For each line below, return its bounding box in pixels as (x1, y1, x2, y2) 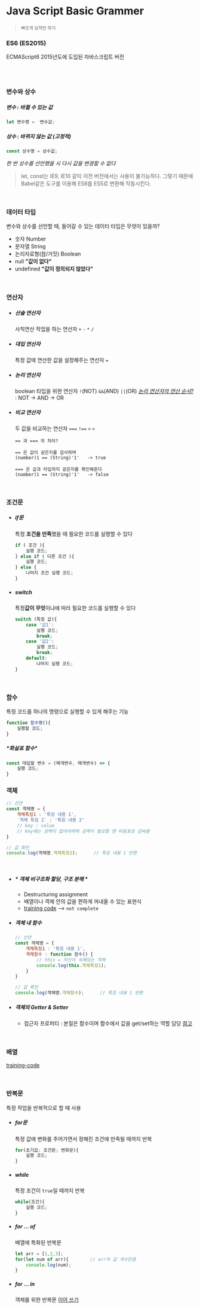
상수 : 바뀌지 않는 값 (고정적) (6, 133, 72, 140)
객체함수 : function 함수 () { (26, 951, 94, 957)
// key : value (17, 823, 55, 829)
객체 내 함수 (14, 919, 42, 926)
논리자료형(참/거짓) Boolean (14, 250, 81, 258)
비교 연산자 (14, 409, 41, 416)
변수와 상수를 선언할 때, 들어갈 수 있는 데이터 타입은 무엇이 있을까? (6, 223, 160, 230)
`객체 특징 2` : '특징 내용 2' (17, 817, 85, 823)
